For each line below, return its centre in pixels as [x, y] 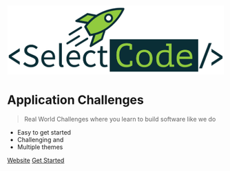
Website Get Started [36, 161]
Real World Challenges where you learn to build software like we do [120, 119]
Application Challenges [76, 100]
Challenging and [40, 140]
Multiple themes [40, 147]
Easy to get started [44, 133]
